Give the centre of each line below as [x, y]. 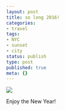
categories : [21, 23]
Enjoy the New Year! [31, 101]
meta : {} [17, 73]
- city [14, 51]
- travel [17, 28]
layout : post [22, 12]
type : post [20, 62]
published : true [26, 67]
